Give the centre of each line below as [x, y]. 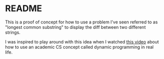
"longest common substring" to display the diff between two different [76, 27]
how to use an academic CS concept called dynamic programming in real [79, 47]
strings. [13, 32]
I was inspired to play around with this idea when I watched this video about [82, 41]
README [24, 9]
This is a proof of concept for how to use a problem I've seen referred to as [82, 22]
